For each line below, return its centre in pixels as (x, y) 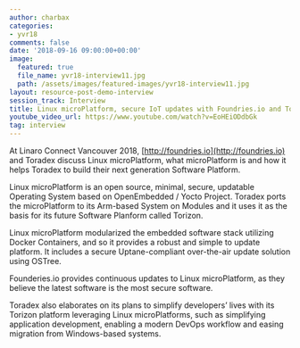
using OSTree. (36, 261)
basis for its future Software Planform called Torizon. (106, 215)
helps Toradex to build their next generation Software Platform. (125, 170)
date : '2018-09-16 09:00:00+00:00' (75, 51)
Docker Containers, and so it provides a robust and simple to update (135, 242)
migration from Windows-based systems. (85, 334)
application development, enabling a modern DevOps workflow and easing (146, 324)
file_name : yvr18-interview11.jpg (81, 76)
